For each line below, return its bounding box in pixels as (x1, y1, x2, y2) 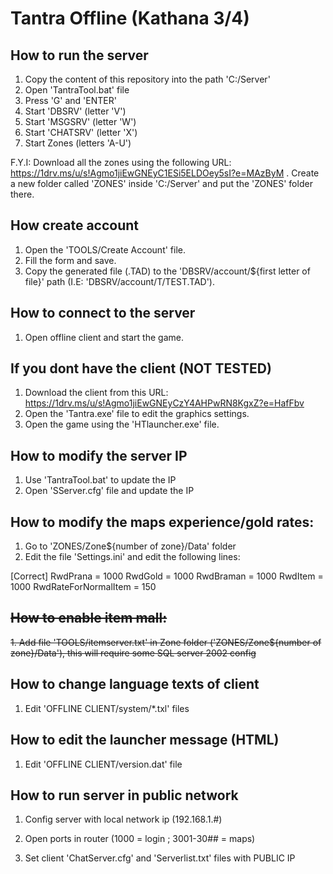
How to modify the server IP (10, 447, 188, 464)
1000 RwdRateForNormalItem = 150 (10, 581, 157, 593)
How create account (10, 217, 139, 234)
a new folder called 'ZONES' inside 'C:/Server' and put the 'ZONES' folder (10, 178, 313, 189)
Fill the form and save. (24, 254, 117, 266)
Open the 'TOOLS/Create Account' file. (24, 243, 187, 256)
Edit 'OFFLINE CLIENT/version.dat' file (24, 758, 183, 770)
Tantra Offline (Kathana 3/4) (10, 7, 250, 30)
